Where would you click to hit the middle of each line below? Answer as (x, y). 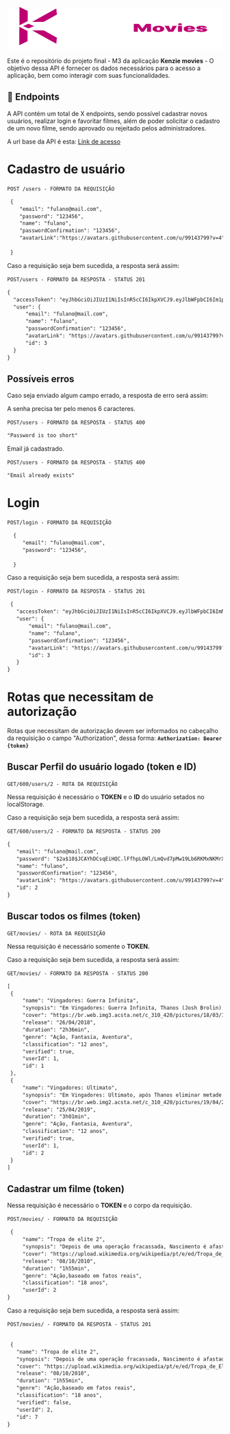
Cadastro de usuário (66, 169)
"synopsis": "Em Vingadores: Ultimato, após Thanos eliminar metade (122, 1095)
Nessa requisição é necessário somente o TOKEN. (79, 946)
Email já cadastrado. (36, 449)
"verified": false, (44, 1402)
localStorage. (26, 804)
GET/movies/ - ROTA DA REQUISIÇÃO (56, 933)
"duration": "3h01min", (56, 1117)
